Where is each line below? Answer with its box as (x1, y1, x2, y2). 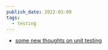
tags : (6, 15, 20, 21)
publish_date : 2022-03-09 (6, 9, 72, 15)
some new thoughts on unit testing (15, 37, 102, 45)
